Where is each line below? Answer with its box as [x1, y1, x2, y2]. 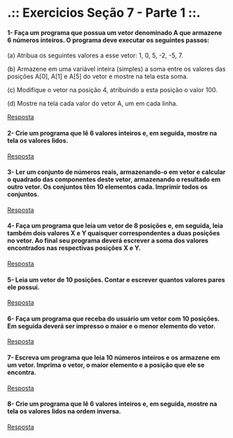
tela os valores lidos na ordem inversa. [7, 407, 121, 416]
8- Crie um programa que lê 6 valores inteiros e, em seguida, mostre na [7, 400, 218, 408]
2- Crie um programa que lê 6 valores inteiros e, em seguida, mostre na [7, 129, 218, 137]
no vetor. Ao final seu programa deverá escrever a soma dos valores [7, 236, 209, 245]
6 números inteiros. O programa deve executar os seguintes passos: [7, 36, 210, 44]
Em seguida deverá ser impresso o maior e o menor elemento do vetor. [7, 321, 216, 330]
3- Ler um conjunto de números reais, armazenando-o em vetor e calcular [7, 168, 226, 176]
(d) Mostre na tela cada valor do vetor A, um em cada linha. [7, 99, 178, 108]
